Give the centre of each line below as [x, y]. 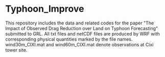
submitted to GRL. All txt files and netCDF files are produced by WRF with [82, 34]
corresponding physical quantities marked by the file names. [69, 39]
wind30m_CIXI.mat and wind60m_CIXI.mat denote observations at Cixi [79, 44]
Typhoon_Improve [45, 9]
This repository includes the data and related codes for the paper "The [80, 23]
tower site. [16, 50]
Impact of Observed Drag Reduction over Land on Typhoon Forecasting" [82, 28]
